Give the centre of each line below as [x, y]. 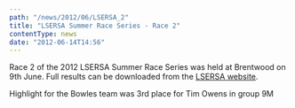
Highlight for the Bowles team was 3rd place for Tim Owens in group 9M [141, 94]
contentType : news [43, 34]
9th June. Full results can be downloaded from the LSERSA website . [134, 77]
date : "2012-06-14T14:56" [57, 42]
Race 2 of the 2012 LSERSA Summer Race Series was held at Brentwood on [147, 67]
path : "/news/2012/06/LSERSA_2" [69, 17]
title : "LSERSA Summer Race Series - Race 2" [95, 26]
